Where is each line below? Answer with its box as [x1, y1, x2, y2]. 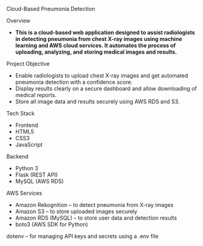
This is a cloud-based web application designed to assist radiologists [15, 29, 196, 36]
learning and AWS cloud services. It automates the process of [15, 42, 176, 49]
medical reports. [15, 92, 57, 98]
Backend [6, 153, 29, 160]
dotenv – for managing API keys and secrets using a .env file [6, 233, 159, 240]
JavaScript [15, 141, 43, 148]
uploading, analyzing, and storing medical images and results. [15, 48, 177, 56]
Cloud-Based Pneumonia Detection [6, 5, 95, 12]
